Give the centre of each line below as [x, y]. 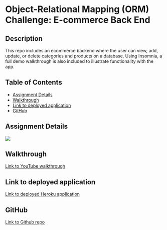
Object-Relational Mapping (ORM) [77, 9]
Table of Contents [34, 82]
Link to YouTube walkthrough [35, 166]
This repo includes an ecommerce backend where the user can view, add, [81, 51]
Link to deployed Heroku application [43, 194]
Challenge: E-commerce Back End [78, 20]
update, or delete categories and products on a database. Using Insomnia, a [84, 56]
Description [24, 39]
